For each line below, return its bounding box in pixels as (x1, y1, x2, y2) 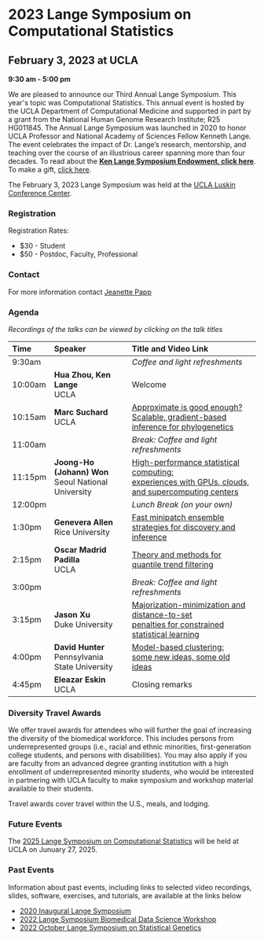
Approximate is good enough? (131, 401, 243, 412)
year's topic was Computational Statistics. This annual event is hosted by (8, 98, 245, 107)
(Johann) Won (53, 466, 109, 477)
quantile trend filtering (131, 558, 214, 570)
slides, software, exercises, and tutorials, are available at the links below (8, 890, 242, 900)
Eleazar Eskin (53, 674, 106, 685)
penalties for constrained (131, 619, 225, 630)
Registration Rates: (8, 226, 69, 235)
